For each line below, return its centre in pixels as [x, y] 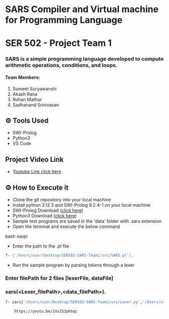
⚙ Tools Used [27, 121]
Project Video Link [34, 159]
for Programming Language [64, 20]
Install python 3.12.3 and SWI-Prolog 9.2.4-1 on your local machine [81, 205]
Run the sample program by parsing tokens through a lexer [73, 265]
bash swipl [16, 236]
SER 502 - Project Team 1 [59, 43]
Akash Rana [25, 94]
